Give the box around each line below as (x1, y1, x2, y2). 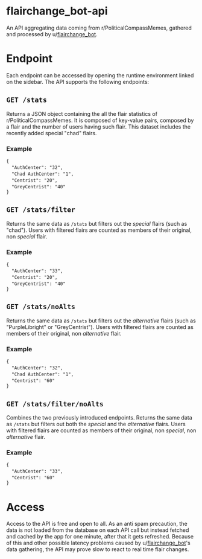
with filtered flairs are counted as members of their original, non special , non (6, 427, 197, 434)
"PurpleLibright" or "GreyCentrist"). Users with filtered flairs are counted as (6, 323, 194, 330)
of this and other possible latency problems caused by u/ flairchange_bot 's (6, 539, 191, 547)
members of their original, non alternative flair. (6, 330, 122, 337)
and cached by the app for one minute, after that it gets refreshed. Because (6, 533, 194, 540)
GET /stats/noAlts (6, 302, 75, 311)
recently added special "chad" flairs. (6, 129, 97, 136)
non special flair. (6, 232, 48, 240)
